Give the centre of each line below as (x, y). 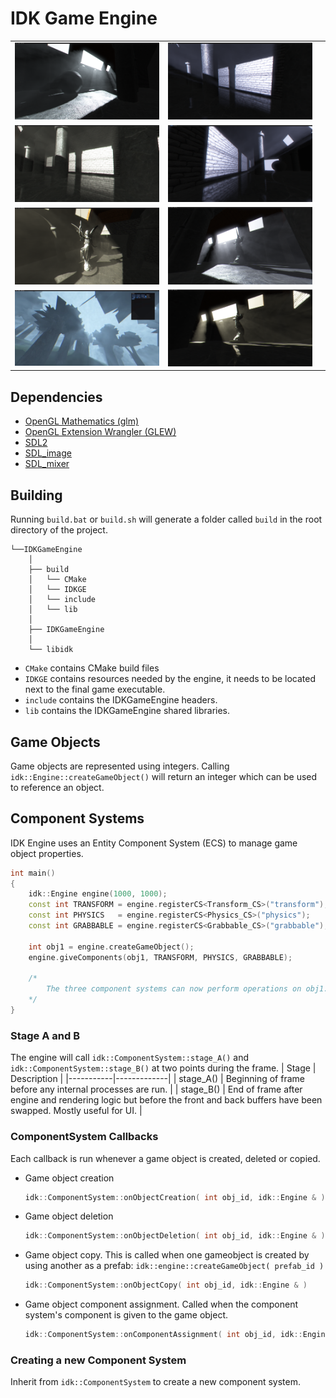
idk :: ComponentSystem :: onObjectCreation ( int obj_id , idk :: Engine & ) (175, 1197)
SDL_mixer (47, 464)
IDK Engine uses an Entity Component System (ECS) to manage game (154, 843)
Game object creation (69, 1178)
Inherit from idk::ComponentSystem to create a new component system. (156, 1382)
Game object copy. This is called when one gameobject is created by (167, 1255)
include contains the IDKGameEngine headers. (121, 700)
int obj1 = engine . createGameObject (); (111, 947)
